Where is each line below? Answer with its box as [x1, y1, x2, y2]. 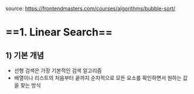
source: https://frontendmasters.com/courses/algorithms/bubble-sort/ [5, 5, 176, 12]
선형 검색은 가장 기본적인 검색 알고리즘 [13, 67, 102, 74]
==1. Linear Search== [5, 26, 113, 39]
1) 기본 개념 [5, 50, 45, 61]
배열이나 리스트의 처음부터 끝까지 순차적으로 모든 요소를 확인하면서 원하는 [13, 75, 182, 81]
